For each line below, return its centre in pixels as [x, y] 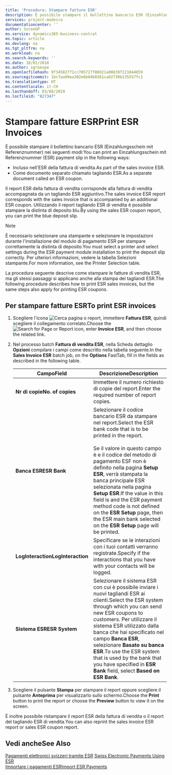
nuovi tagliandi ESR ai [119, 593]
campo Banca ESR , [116, 639]
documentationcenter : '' [32, 24]
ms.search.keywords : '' [31, 58]
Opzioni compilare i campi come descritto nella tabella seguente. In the [87, 350]
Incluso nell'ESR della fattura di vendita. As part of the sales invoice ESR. [89, 168]
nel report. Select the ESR [123, 423]
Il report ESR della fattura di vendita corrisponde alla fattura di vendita [79, 189]
